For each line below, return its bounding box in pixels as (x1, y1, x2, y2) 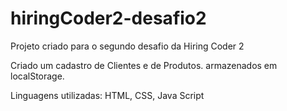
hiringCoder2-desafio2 (10, 7, 207, 30)
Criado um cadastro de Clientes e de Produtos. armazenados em (10, 59, 278, 71)
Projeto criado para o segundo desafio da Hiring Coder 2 (10, 40, 245, 52)
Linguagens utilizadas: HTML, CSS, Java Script (10, 89, 205, 101)
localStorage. (10, 70, 65, 82)
